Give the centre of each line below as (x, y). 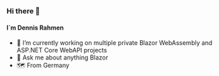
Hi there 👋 (24, 11)
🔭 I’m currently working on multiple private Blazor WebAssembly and (114, 43)
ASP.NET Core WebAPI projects (62, 50)
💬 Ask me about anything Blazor (62, 57)
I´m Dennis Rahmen (35, 28)
